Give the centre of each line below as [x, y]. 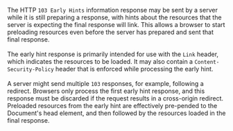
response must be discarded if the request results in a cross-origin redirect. [115, 98]
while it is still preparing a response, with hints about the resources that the [114, 17]
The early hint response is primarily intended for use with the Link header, [113, 54]
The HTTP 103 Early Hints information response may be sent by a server [113, 10]
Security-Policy [31, 69]
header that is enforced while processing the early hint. [134, 69]
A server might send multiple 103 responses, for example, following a [105, 84]
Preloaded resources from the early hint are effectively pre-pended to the [112, 106]
